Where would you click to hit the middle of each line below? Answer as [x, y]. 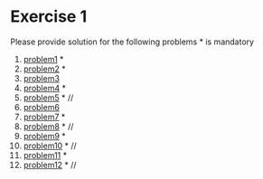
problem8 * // [48, 126]
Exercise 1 [49, 17]
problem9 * [44, 136]
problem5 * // [48, 98]
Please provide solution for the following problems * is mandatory [132, 42]
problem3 [41, 78]
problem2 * [44, 69]
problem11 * [45, 155]
